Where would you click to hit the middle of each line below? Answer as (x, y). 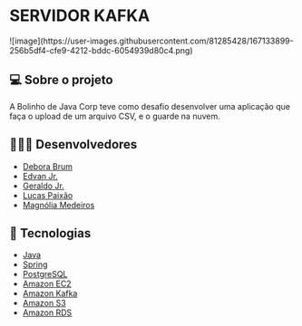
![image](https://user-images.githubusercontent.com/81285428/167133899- (151, 41)
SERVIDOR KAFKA (80, 16)
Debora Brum (48, 166)
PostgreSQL (45, 274)
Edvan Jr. (40, 176)
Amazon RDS (47, 312)
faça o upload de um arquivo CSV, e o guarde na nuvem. (115, 116)
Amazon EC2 (47, 284)
